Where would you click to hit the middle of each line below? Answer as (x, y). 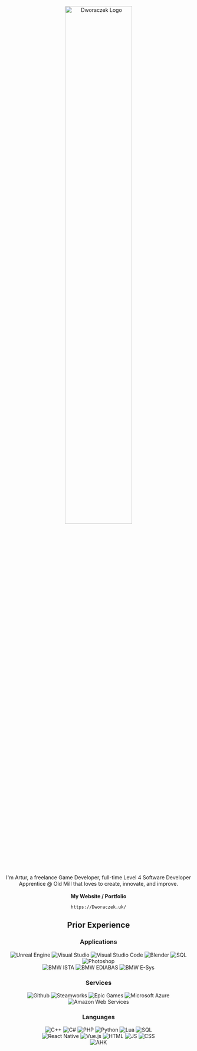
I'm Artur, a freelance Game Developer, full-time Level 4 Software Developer (98, 878)
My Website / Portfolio (98, 896)
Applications (98, 942)
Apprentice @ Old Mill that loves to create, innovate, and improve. (98, 884)
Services (98, 983)
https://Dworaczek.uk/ (98, 907)
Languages (98, 1017)
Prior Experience (98, 925)
